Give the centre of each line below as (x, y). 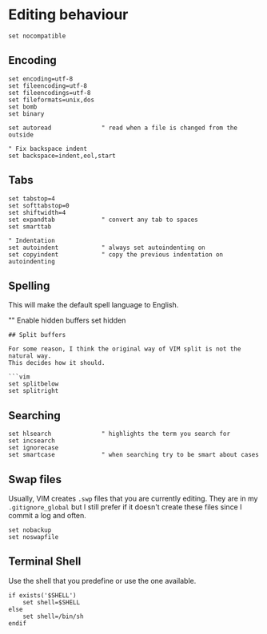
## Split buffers (37, 335)
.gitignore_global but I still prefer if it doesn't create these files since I (125, 507)
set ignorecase (34, 448)
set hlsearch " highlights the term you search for (119, 434)
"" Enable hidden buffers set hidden (67, 320)
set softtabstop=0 (39, 205)
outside (21, 135)
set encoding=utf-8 (41, 79)
